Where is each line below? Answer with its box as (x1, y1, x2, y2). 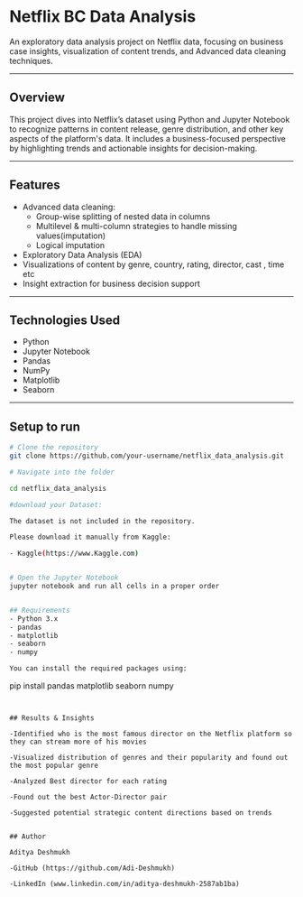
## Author (9, 832, 47, 841)
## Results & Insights (9, 714, 95, 723)
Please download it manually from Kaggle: (9, 532, 171, 542)
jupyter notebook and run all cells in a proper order (9, 582, 220, 591)
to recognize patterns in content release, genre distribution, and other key (9, 124, 284, 134)
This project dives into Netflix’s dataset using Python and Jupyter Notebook (9, 114, 290, 125)
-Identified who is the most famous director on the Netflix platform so (9, 729, 293, 739)
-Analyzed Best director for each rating (9, 777, 168, 786)
